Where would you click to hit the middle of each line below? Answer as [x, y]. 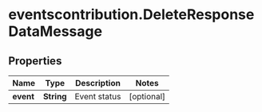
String [55, 97]
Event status [98, 97]
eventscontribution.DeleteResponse [131, 15]
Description [98, 83]
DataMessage [55, 31]
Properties [35, 61]
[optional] [147, 97]
